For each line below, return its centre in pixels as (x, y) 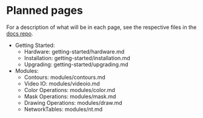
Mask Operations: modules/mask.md (70, 96)
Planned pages (45, 11)
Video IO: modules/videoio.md (62, 83)
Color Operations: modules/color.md (69, 90)
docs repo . (20, 33)
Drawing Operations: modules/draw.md (73, 102)
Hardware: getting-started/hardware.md (74, 51)
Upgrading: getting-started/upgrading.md (76, 64)
